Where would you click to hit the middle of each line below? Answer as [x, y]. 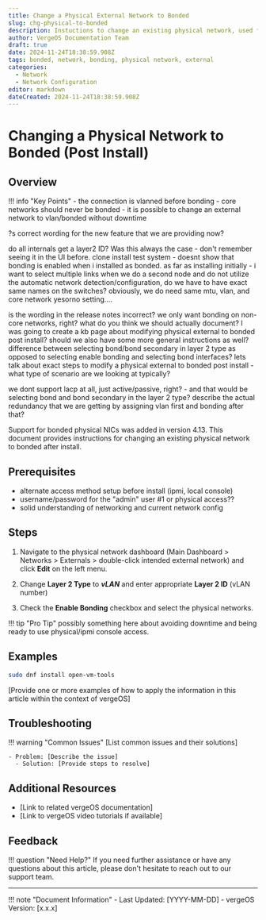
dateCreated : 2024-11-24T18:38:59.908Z [74, 97]
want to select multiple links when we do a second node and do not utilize [129, 274]
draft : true [28, 45]
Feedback [33, 841]
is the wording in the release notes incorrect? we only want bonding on [124, 315]
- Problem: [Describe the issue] [63, 757]
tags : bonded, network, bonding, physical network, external [111, 60]
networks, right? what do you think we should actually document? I [134, 323]
